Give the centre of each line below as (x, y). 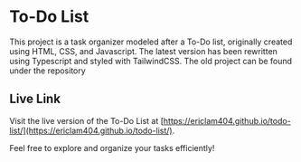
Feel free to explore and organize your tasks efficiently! (112, 148)
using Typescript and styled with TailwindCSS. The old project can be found (150, 61)
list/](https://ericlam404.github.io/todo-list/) (91, 130)
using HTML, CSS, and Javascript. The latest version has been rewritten (144, 51)
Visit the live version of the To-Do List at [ (87, 120)
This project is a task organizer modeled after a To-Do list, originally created (151, 42)
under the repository (47, 71)
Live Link (35, 99)
